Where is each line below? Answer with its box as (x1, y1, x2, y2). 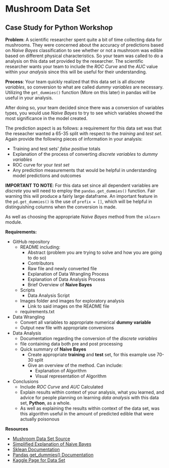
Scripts (20, 287, 35, 293)
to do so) (27, 255, 46, 261)
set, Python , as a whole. (20, 400, 71, 406)
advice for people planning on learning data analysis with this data (20, 395, 159, 400)
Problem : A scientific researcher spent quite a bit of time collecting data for (5, 36, 162, 42)
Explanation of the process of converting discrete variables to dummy (12, 151, 158, 157)
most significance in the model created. (5, 115, 88, 121)
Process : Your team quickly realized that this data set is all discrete (5, 79, 145, 84)
